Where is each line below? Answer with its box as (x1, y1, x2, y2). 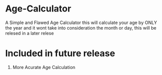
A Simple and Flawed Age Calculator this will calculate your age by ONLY (5, 19, 157, 25)
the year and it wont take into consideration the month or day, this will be (5, 24, 156, 30)
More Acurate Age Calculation (12, 64, 76, 70)
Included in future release (5, 48, 115, 59)
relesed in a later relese (5, 30, 54, 36)
